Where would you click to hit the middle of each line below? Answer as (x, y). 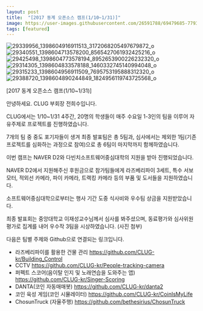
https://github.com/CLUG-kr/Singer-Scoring (70, 279)
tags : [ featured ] (28, 29)
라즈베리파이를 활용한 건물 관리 (51, 252)
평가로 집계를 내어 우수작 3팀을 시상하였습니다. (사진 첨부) (74, 226)
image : (14, 23)
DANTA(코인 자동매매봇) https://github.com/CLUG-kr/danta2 (89, 287)
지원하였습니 (178, 178)
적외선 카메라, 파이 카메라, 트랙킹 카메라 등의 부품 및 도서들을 (91, 178)
